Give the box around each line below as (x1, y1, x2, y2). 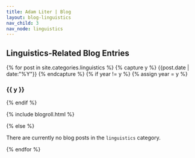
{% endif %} (6, 99, 37, 106)
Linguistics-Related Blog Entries (6, 48, 129, 58)
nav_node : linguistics (6, 25, 63, 32)
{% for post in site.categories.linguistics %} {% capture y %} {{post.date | (6, 64, 190, 71)
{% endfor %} (6, 146, 41, 153)
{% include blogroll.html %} (6, 111, 75, 118)
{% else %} (6, 122, 35, 130)
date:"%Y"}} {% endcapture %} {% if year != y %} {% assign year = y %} (6, 71, 188, 78)
